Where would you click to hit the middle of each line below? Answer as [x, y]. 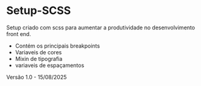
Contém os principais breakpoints [58, 46]
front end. [19, 34]
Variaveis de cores [38, 52]
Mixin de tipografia [39, 59]
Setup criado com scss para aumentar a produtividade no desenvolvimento [101, 27]
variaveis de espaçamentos [50, 65]
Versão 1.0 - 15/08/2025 [37, 77]
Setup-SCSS [39, 11]
